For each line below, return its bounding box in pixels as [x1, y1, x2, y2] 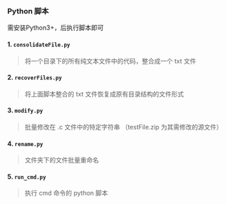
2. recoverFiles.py [7, 73, 62, 82]
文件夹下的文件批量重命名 [24, 156, 99, 165]
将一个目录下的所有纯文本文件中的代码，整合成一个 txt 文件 [24, 56, 196, 65]
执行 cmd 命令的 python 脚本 [24, 189, 108, 198]
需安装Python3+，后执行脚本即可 [7, 23, 104, 32]
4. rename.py [7, 139, 44, 148]
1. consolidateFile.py [7, 40, 70, 49]
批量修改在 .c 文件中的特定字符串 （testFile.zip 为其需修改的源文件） [24, 122, 223, 131]
